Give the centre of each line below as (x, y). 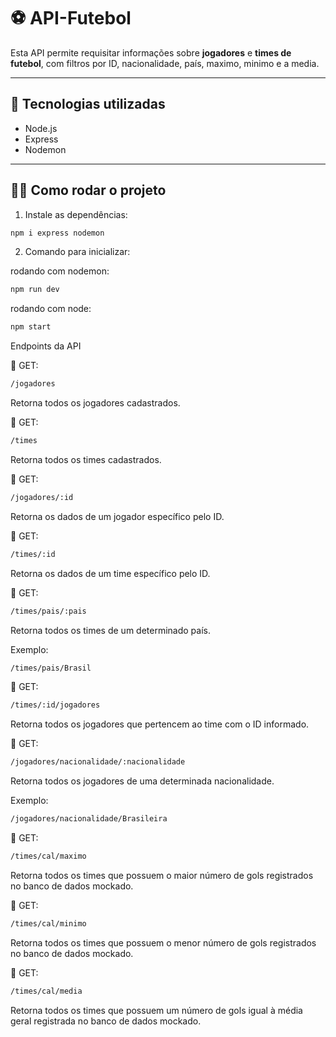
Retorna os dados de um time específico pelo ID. (110, 573)
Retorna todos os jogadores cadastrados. (95, 403)
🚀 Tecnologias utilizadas (88, 104)
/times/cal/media (46, 991)
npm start (31, 327)
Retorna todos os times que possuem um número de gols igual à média (156, 1010)
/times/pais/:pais (48, 611)
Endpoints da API (46, 346)
